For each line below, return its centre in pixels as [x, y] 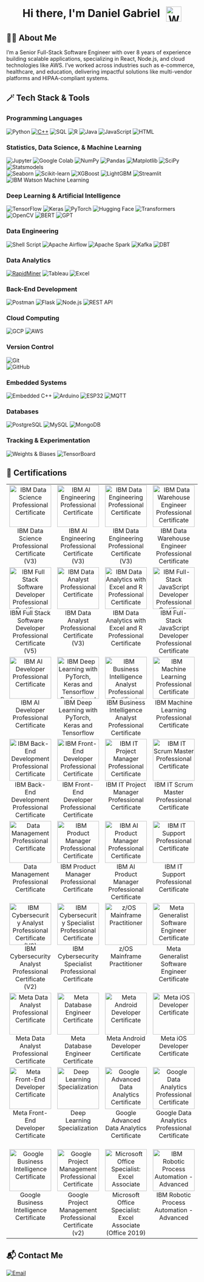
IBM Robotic [174, 1195]
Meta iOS [174, 1038]
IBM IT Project [126, 785]
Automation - [174, 1210]
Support [174, 874]
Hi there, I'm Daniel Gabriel [91, 13]
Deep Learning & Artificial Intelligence [63, 196]
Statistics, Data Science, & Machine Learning [74, 147]
